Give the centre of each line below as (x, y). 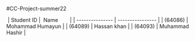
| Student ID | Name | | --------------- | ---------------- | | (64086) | (98, 20)
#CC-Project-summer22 (37, 9)
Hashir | (16, 33)
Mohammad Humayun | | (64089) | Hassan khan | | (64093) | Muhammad (97, 26)
